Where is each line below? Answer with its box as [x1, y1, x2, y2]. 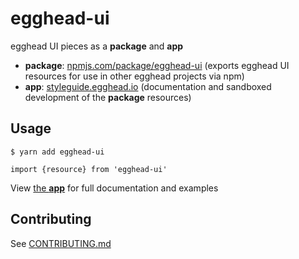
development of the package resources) [24, 91, 192, 103]
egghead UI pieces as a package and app [10, 40, 184, 52]
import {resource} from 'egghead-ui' [10, 164, 168, 174]
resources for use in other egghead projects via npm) [24, 70, 245, 82]
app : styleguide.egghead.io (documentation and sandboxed [24, 80, 272, 92]
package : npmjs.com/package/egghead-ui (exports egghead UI [24, 59, 290, 71]
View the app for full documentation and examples [10, 182, 219, 194]
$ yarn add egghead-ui [10, 147, 105, 157]
